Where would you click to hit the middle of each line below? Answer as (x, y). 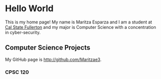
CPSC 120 (17, 72)
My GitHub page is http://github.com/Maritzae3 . (53, 59)
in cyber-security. (23, 32)
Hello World (29, 9)
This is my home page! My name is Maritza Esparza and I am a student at (79, 22)
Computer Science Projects (48, 48)
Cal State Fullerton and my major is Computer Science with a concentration (80, 27)
